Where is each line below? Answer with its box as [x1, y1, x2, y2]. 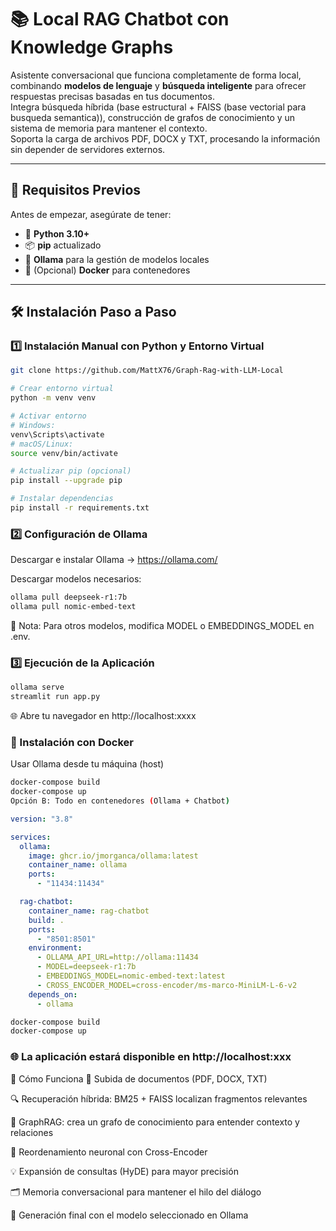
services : [10, 832, 52, 842]
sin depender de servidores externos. [10, 143, 166, 155]
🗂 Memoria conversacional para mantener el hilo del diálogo [10, 1186, 262, 1198]
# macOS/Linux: [10, 439, 74, 449]
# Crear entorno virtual [10, 384, 114, 394]
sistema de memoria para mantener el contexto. [10, 122, 208, 134]
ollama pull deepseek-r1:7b [10, 592, 128, 603]
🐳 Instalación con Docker [10, 735, 134, 749]
